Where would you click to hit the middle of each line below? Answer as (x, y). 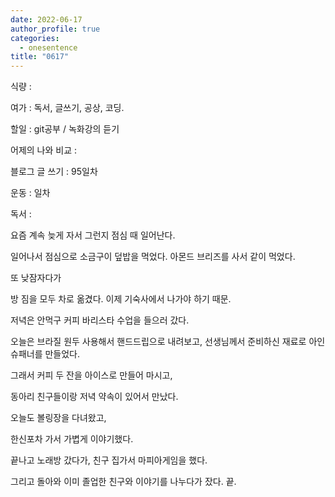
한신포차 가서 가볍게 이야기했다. (72, 439)
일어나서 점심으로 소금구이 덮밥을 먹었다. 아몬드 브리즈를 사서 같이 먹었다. (153, 257)
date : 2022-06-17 (46, 19)
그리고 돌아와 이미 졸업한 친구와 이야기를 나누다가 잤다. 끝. (123, 482)
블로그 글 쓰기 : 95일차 (54, 172)
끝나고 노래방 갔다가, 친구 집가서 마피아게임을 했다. (109, 460)
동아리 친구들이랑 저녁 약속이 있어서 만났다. (94, 397)
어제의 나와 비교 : (44, 150)
